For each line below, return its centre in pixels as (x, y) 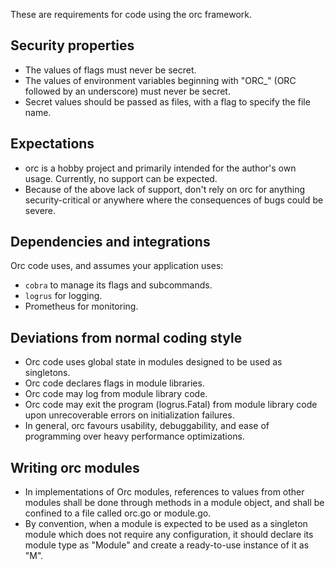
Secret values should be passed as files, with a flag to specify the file (167, 101)
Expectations (52, 144)
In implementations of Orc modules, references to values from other (164, 492)
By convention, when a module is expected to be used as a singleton (166, 524)
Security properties (72, 45)
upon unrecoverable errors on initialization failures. (129, 415)
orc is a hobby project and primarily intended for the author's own (160, 168)
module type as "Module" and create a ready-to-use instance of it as (167, 545)
